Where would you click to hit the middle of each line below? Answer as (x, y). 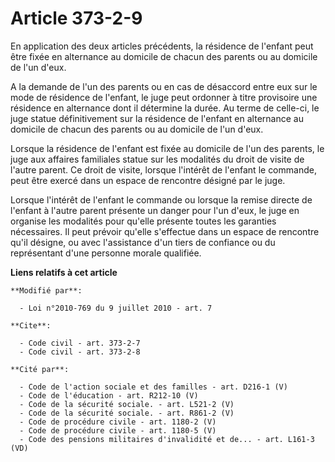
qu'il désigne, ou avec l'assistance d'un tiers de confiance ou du (143, 242)
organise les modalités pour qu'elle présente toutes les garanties (143, 221)
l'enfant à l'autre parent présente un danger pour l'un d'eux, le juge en (155, 210)
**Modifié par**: (46, 290)
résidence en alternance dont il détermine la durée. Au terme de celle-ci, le (165, 108)
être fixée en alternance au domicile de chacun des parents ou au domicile (164, 56)
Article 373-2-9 (76, 18)
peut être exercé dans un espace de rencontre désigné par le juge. (148, 180)
